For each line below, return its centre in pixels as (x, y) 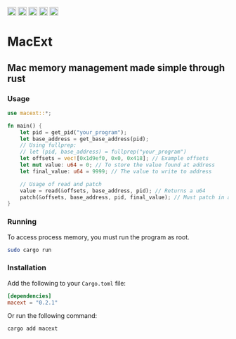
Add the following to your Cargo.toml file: (67, 283)
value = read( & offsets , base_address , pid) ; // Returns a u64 (113, 191)
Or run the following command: (52, 316)
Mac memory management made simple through (116, 68)
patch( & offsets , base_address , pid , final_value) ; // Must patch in (122, 197)
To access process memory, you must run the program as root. (98, 237)
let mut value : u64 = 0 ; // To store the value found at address (118, 165)
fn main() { (25, 126)
